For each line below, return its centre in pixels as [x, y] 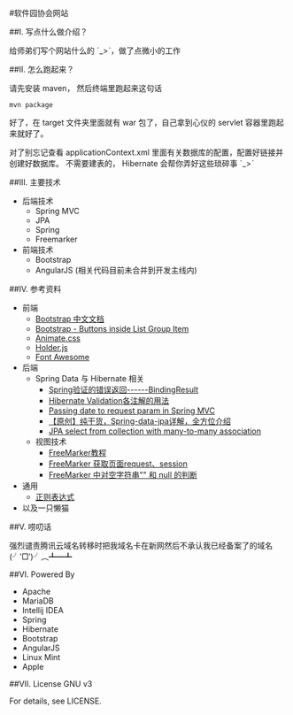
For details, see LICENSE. [55, 701]
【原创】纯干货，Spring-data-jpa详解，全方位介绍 [140, 421]
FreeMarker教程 [77, 453]
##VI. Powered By [42, 574]
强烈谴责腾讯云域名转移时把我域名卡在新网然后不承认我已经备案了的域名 [141, 546]
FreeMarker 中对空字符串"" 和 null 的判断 [123, 475]
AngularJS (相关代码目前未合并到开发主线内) [116, 270]
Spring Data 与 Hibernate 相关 [89, 378]
